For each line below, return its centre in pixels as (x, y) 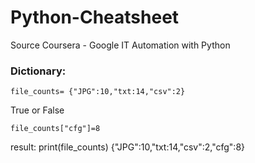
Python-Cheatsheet (95, 17)
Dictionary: (38, 71)
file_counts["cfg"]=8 (55, 129)
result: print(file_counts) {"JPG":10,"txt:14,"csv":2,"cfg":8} (128, 147)
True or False (37, 110)
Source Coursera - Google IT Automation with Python (120, 45)
